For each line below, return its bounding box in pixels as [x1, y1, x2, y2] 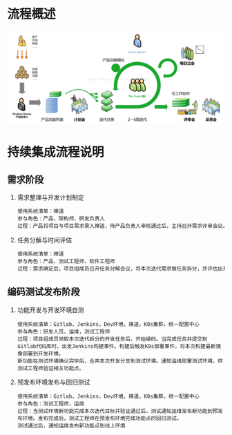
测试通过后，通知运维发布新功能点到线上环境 [17, 422, 126, 429]
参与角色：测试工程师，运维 [17, 400, 85, 407]
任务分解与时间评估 [17, 236, 72, 244]
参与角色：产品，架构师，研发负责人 [17, 215, 105, 222]
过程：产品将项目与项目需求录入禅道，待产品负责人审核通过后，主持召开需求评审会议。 [17, 222, 229, 230]
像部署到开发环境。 [17, 350, 64, 357]
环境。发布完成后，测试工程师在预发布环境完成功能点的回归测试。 [22, 415, 182, 422]
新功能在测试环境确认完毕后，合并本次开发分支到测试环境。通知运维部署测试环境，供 [17, 357, 223, 365]
